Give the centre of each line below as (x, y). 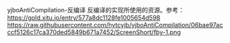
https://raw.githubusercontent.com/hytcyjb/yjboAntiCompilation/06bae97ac (115, 25)
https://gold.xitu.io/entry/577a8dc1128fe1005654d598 (84, 18)
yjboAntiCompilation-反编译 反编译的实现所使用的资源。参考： (96, 10)
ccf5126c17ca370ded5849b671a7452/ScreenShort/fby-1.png (94, 32)
